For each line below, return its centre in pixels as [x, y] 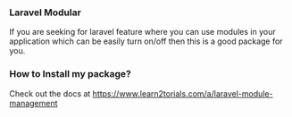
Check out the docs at [50, 93]
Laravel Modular [46, 13]
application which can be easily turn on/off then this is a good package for [146, 41]
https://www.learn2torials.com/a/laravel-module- [183, 93]
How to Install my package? [70, 74]
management [33, 103]
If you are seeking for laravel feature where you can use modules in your [142, 32]
